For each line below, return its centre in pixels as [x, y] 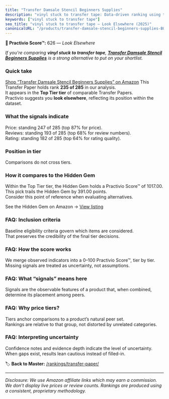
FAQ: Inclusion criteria [33, 220]
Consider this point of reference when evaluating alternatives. [69, 197]
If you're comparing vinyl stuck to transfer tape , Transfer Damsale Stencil [84, 53]
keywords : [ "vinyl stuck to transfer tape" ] [53, 19]
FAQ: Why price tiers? [32, 308]
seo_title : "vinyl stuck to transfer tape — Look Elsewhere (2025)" [78, 24]
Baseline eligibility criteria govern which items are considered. [70, 231]
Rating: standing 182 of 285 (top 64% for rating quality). [63, 138]
